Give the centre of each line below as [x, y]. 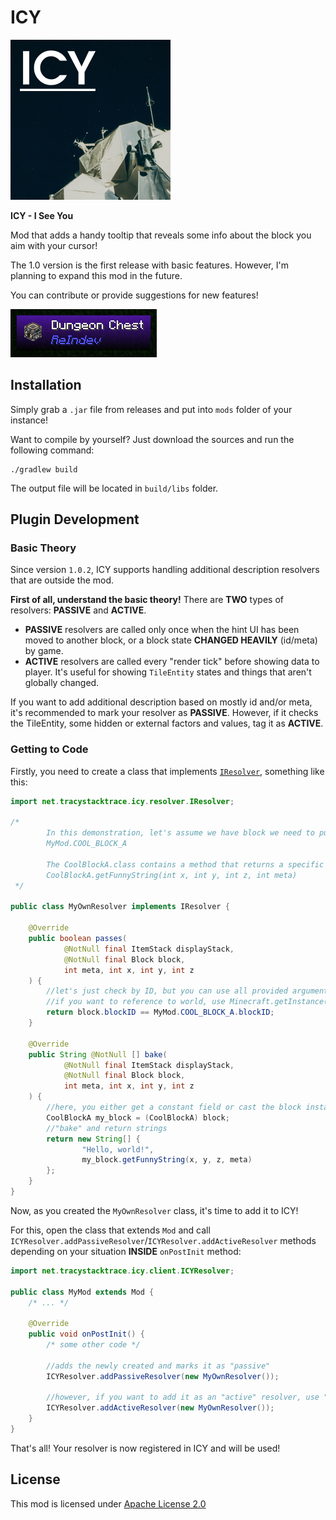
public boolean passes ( [78, 939]
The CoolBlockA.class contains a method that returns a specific [185, 864]
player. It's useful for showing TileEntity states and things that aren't [168, 672]
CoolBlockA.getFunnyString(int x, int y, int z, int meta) [172, 875]
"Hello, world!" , [118, 1149]
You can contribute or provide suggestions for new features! [134, 295]
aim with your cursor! [54, 245]
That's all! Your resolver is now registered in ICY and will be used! [145, 1448]
